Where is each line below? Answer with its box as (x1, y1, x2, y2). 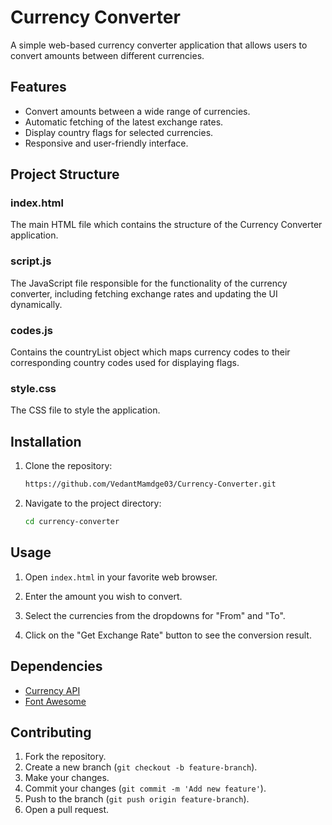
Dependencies (10, 658, 103, 675)
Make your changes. (24, 772, 110, 784)
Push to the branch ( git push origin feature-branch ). (24, 793, 250, 805)
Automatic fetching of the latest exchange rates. (24, 116, 224, 128)
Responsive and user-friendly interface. (24, 137, 189, 149)
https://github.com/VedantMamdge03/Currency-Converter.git (24, 479, 277, 490)
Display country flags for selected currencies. (24, 126, 214, 138)
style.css (10, 381, 57, 395)
